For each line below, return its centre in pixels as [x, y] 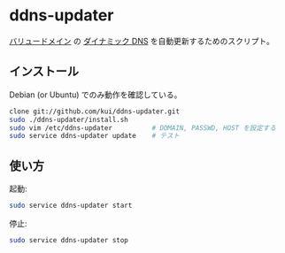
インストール [44, 72]
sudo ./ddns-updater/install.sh [69, 119]
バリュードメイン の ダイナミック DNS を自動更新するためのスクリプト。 [142, 41]
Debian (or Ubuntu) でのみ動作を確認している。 [96, 95]
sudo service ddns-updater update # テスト [94, 136]
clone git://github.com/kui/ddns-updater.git [94, 111]
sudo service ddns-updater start [71, 206]
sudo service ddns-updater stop [69, 240]
